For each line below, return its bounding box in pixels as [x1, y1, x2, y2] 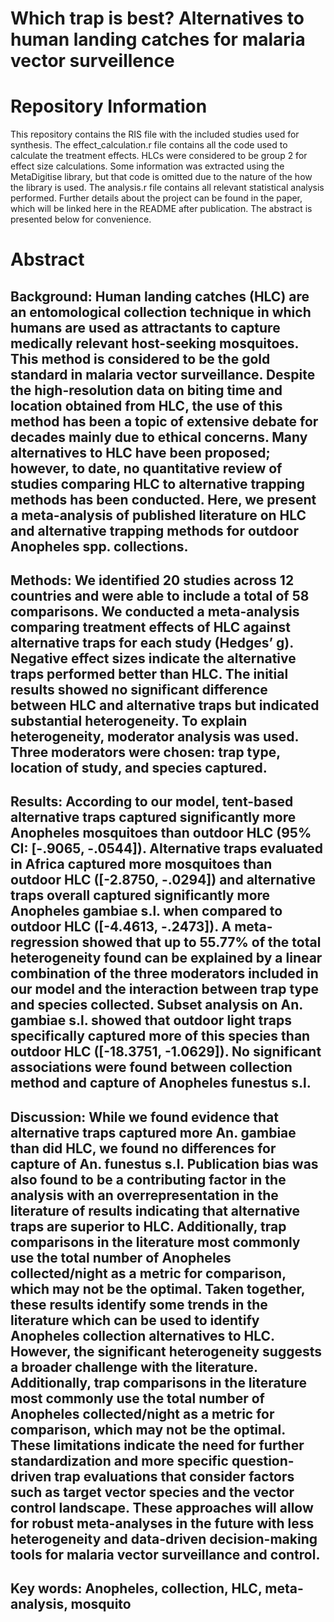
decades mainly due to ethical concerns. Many [10, 428, 308, 446]
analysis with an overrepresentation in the [10, 1187, 279, 1204]
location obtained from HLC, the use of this [10, 397, 283, 414]
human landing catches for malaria [10, 28, 306, 51]
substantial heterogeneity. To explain [10, 713, 248, 730]
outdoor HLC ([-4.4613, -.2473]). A [10, 918, 232, 936]
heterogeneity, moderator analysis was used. [10, 728, 299, 746]
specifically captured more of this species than [10, 1028, 311, 1045]
